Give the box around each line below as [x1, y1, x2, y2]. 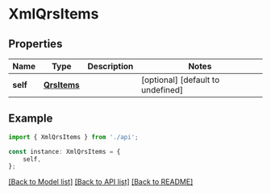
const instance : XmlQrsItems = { [8, 147, 121, 155]
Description [87, 61, 134, 72]
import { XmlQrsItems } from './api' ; [8, 133, 139, 141]
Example [8, 112, 53, 126]
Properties [8, 37, 63, 51]
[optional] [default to [140, 74, 220, 85]
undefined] [140, 85, 184, 95]
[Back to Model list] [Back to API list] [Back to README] [8, 177, 194, 187]
